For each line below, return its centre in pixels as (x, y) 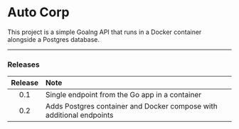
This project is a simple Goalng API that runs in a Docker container (105, 32)
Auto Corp (38, 12)
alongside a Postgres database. (54, 39)
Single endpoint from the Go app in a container (123, 95)
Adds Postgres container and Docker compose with (132, 106)
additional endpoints (79, 116)
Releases (24, 64)
